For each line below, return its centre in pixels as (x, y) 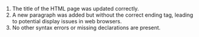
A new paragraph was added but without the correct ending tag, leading (103, 15)
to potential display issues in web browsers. (67, 21)
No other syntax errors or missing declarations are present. (86, 27)
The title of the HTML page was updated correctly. (75, 9)
